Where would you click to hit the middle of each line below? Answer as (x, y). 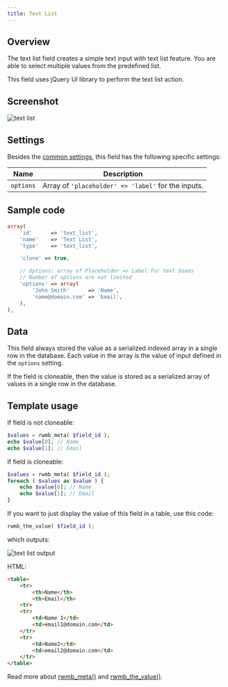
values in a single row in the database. (62, 384)
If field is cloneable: (35, 461)
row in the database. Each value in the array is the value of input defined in (114, 356)
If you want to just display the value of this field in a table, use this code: (111, 513)
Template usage (43, 405)
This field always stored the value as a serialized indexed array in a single (112, 348)
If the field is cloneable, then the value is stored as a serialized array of (108, 377)
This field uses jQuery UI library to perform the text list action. (96, 79)
